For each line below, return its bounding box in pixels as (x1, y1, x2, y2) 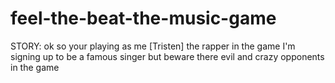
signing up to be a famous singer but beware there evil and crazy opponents (10, 50, 325, 62)
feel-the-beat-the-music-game (10, 7, 277, 30)
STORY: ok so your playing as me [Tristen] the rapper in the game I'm (10, 40, 296, 52)
